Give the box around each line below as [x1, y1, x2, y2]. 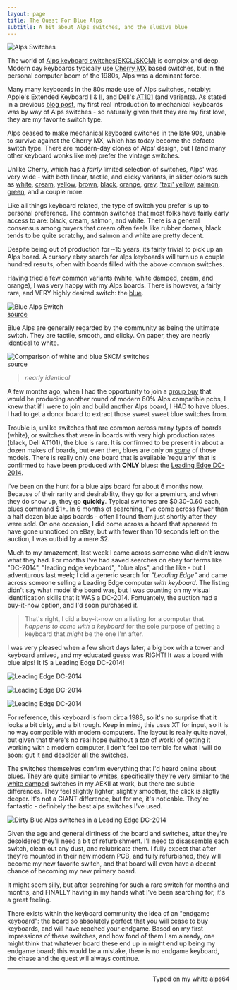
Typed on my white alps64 [152, 974, 230, 983]
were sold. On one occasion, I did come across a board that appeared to [7, 520, 217, 529]
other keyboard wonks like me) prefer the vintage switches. [7, 151, 180, 160]
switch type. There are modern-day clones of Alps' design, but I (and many [7, 144, 226, 153]
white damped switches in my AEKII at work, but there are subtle [7, 779, 195, 788]
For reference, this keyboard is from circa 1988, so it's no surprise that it [7, 713, 217, 721]
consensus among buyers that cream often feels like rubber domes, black [7, 224, 221, 232]
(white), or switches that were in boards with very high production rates [7, 431, 215, 440]
